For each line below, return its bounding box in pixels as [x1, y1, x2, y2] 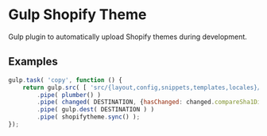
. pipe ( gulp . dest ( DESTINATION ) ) [37, 106, 155, 114]
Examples [8, 55, 58, 68]
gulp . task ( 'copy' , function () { [8, 76, 123, 84]
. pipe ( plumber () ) [37, 91, 102, 99]
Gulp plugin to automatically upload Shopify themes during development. [8, 32, 248, 41]
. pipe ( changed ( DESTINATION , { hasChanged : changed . [37, 98, 215, 107]
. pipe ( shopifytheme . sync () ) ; [37, 113, 141, 121]
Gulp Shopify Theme [8, 6, 147, 24]
